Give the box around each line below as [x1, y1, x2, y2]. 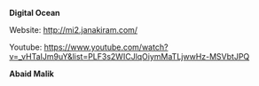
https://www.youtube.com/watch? [43, 42, 169, 52]
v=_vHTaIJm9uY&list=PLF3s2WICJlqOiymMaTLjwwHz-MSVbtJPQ [9, 51, 250, 61]
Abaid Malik [9, 68, 55, 79]
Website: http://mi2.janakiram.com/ [9, 25, 138, 35]
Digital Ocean [9, 8, 60, 18]
